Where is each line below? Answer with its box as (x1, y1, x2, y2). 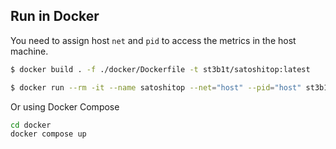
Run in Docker (10, 8, 100, 25)
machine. (10, 45, 49, 57)
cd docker (10, 120, 52, 130)
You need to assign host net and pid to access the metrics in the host (10, 34, 297, 46)
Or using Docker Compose (10, 100, 120, 113)
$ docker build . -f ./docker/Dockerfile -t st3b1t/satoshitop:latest (10, 64, 311, 74)
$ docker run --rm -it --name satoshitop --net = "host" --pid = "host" (10, 82, 302, 93)
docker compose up (10, 129, 87, 139)
